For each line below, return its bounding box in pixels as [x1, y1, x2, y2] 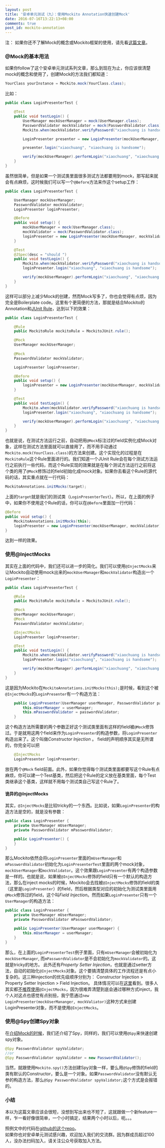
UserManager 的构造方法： [5, 898, 55, 904]
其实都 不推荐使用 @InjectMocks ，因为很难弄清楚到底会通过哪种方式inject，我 [5, 986, 159, 992]
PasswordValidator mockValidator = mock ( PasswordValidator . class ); [23, 123, 164, 128]
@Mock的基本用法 [5, 53, 49, 60]
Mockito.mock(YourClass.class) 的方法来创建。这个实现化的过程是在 [5, 450, 142, 456]
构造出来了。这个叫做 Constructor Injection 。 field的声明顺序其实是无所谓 [5, 736, 154, 742]
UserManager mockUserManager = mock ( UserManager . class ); [23, 118, 141, 123]
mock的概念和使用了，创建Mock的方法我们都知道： [5, 71, 110, 77]
